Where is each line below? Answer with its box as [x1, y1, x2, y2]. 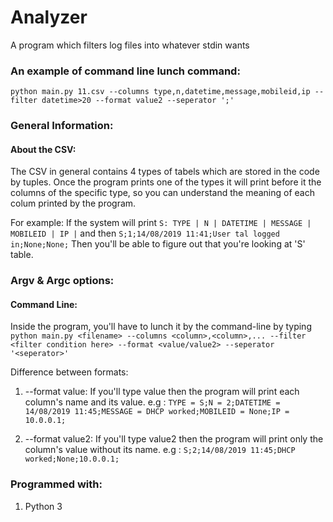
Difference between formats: [10, 366, 129, 378]
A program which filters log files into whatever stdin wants [10, 39, 250, 51]
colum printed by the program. [10, 197, 137, 210]
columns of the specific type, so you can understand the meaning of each [10, 187, 315, 199]
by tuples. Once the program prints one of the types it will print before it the [10, 176, 322, 188]
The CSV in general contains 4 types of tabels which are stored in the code [10, 166, 320, 178]
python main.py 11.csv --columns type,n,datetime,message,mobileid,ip [10, 87, 311, 97]
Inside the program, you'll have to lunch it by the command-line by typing [10, 321, 312, 333]
